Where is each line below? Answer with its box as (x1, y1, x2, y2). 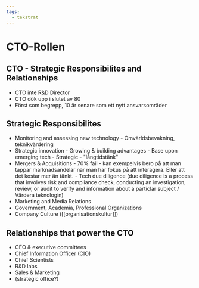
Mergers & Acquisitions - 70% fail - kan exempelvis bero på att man (14, 160, 182, 167)
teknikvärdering (14, 141, 54, 148)
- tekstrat (11, 14, 39, 20)
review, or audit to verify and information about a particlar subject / (14, 185, 179, 193)
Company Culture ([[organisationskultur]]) (14, 210, 119, 218)
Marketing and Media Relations (14, 198, 91, 205)
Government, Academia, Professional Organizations (14, 204, 142, 212)
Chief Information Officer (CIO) (14, 250, 91, 257)
